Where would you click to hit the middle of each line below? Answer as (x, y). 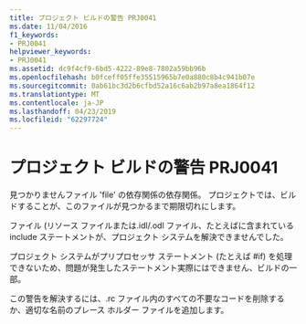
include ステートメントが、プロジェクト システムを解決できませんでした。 (149, 237)
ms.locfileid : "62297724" (58, 120)
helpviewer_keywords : (51, 52)
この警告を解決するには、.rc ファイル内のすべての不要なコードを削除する (147, 298)
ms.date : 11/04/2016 (49, 26)
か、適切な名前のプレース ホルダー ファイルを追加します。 (119, 310)
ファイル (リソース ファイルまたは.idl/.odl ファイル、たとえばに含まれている (152, 225)
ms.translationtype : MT (55, 94)
